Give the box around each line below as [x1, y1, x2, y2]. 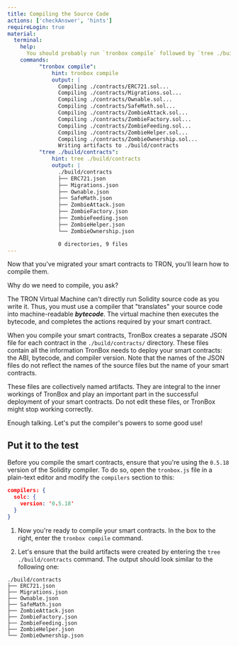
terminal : [13, 37, 42, 44]
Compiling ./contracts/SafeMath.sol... [57, 103, 176, 110]
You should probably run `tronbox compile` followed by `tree [25, 50, 214, 57]
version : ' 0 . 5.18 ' [20, 500, 74, 507]
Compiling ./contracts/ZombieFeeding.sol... [57, 122, 192, 130]
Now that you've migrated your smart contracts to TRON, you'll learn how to [7, 260, 229, 268]
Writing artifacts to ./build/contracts [57, 142, 179, 149]
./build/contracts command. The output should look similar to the [17, 555, 213, 563]
